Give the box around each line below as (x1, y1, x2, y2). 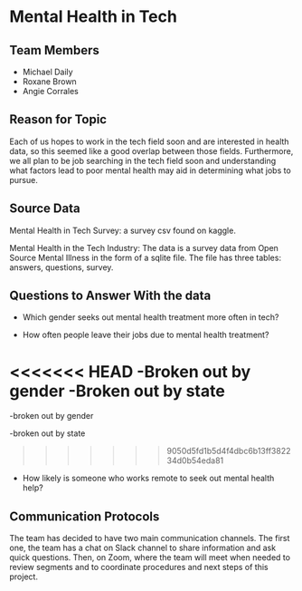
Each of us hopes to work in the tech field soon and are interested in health (9, 136, 289, 147)
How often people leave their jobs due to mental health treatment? (22, 329, 269, 341)
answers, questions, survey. (9, 261, 114, 273)
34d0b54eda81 (166, 455, 224, 466)
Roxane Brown (22, 76, 77, 87)
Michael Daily (22, 66, 74, 77)
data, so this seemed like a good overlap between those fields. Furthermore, (9, 145, 294, 156)
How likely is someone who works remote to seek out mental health (22, 473, 275, 484)
